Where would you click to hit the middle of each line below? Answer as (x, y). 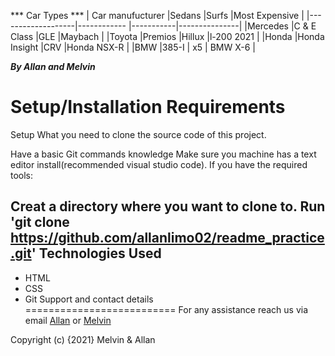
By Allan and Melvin (53, 66)
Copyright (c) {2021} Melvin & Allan (83, 339)
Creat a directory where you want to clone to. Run (168, 206)
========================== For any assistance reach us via (166, 309)
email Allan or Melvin (68, 320)
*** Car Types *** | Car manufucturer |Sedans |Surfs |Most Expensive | (157, 15)
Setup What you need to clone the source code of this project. (138, 134)
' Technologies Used (96, 253)
